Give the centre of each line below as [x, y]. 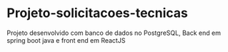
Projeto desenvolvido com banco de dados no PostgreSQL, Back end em [114, 33]
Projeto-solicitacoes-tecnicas [98, 13]
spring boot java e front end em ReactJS [66, 40]
